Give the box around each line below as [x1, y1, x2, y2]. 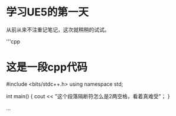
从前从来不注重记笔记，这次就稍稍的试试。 [6, 26, 110, 33]
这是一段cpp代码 [6, 60, 87, 74]
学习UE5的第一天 [6, 5, 89, 19]
